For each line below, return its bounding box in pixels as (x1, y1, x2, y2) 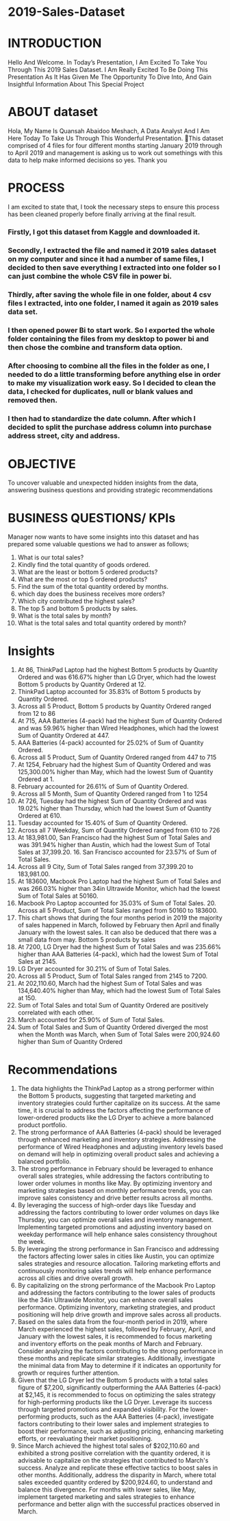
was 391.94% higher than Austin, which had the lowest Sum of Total (17, 841, 211, 849)
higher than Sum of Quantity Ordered (17, 1038, 123, 1046)
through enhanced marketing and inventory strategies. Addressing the (17, 1135, 216, 1143)
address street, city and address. (8, 430, 120, 440)
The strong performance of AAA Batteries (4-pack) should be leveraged (17, 1128, 222, 1137)
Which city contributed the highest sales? (17, 597, 136, 605)
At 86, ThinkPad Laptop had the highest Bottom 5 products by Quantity (17, 666, 218, 674)
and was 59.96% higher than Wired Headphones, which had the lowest (17, 724, 219, 732)
